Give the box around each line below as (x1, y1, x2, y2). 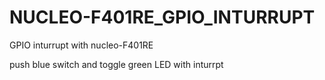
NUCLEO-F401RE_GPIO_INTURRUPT (9, 6, 316, 29)
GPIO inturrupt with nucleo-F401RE (9, 39, 154, 51)
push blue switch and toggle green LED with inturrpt (9, 58, 224, 70)
